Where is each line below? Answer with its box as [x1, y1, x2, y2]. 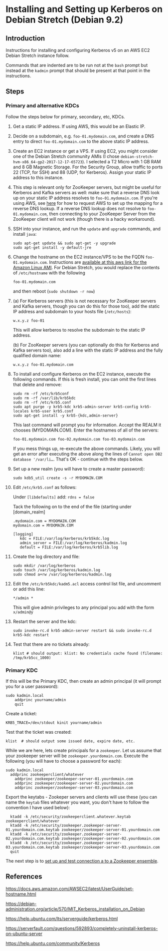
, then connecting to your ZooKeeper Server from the [46, 211, 156, 217]
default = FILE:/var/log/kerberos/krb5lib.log [19, 544, 119, 550]
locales [12, 409, 29, 414]
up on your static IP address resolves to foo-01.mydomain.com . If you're [12, 195, 158, 201]
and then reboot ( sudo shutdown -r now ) [12, 288, 95, 294]
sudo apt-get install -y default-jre [12, 245, 92, 250]
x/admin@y [12, 609, 34, 615]
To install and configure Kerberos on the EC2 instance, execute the [12, 371, 151, 377]
